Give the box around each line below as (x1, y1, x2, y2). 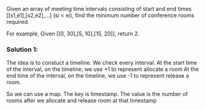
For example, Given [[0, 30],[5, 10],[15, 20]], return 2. (6, 30, 140, 37)
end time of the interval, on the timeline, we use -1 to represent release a (6, 72, 190, 79)
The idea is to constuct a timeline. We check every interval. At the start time (6, 59, 197, 67)
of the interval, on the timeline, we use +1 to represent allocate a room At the (6, 65, 199, 73)
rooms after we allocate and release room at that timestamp (6, 97, 157, 105)
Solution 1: (6, 45, 39, 54)
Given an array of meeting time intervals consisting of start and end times (6, 5, 192, 12)
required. (6, 18, 29, 25)
